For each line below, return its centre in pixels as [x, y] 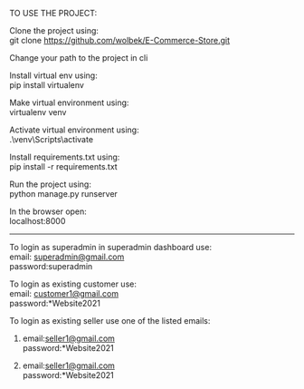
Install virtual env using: [53, 75]
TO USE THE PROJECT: [53, 13]
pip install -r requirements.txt [63, 166]
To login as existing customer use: [73, 284]
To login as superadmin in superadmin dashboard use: [111, 247]
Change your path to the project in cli [79, 58]
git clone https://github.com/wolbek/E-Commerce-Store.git [120, 40]
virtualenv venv [38, 112]
